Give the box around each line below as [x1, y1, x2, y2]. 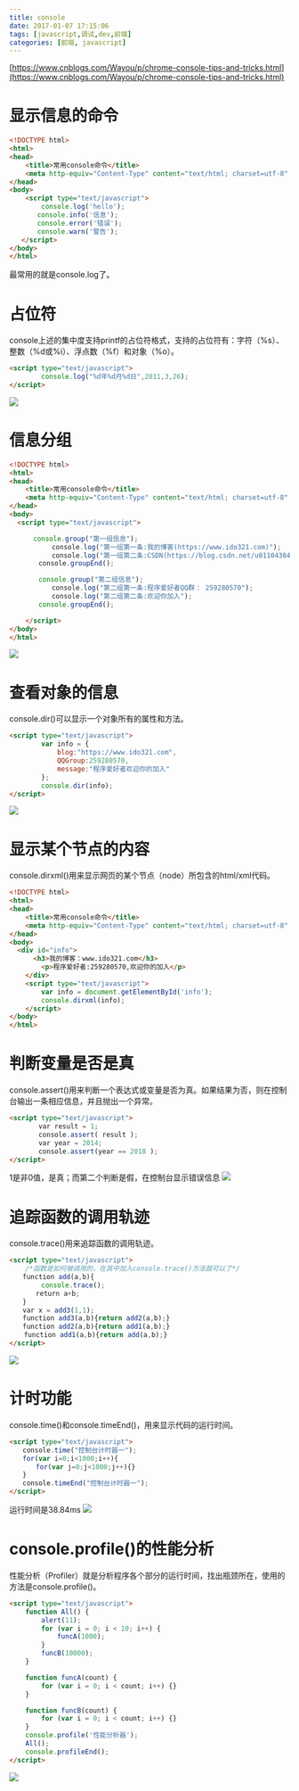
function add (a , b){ [21, 1273, 95, 1282]
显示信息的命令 [9, 106, 119, 126]
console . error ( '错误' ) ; [36, 219, 123, 227]
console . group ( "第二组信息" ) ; [38, 575, 144, 584]
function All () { [25, 1607, 90, 1616]
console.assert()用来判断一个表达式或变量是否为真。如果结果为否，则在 [9, 1085, 272, 1095]
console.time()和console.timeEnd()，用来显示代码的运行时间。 [9, 1419, 238, 1430]
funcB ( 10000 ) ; [41, 1649, 93, 1658]
